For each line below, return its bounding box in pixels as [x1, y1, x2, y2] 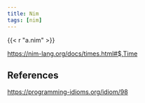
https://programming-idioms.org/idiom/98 [7, 88, 128, 96]
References [7, 69, 59, 81]
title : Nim [7, 10, 39, 17]
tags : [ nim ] [7, 17, 42, 24]
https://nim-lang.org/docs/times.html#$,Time [7, 49, 138, 58]
